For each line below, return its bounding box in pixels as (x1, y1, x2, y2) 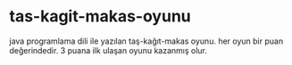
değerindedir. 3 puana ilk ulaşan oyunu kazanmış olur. (9, 45, 208, 55)
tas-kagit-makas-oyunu (9, 6, 191, 27)
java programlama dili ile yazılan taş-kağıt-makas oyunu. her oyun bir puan (9, 36, 284, 46)
